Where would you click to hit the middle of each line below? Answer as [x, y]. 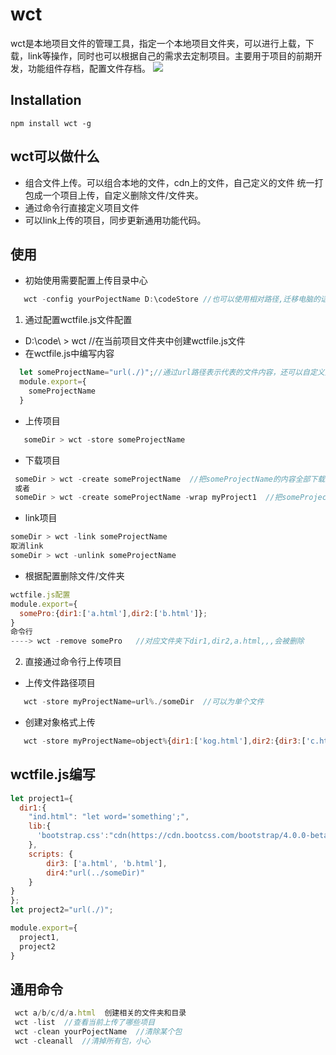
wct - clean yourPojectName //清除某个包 [98, 1032]
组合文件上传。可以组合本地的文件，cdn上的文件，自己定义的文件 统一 [169, 182]
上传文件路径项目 [60, 683]
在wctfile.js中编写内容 [69, 354]
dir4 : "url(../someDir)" [95, 873]
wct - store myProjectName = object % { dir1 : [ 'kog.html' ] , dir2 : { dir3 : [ [165, 741]
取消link [27, 546]
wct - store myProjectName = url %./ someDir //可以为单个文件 [144, 702]
